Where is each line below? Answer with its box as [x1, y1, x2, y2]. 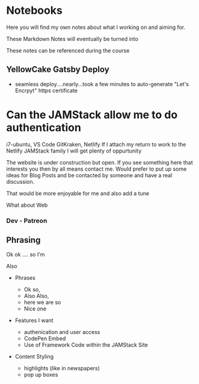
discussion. [6, 178, 35, 185]
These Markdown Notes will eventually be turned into [6, 35, 138, 42]
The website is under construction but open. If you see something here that [6, 159, 194, 166]
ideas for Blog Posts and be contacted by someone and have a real [6, 171, 173, 178]
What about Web [6, 201, 48, 209]
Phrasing [6, 235, 41, 245]
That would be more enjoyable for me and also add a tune [6, 189, 149, 197]
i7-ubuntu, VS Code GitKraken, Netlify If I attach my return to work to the [6, 140, 186, 148]
